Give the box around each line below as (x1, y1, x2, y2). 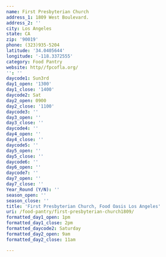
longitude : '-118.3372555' (6, 53, 73, 59)
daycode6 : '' (6, 159, 39, 165)
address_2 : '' (6, 20, 42, 26)
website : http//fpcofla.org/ (6, 64, 79, 71)
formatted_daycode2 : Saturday (6, 225, 82, 231)
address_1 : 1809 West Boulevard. (6, 14, 89, 20)
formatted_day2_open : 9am (6, 231, 70, 237)
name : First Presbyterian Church (6, 8, 89, 15)
